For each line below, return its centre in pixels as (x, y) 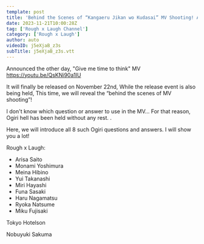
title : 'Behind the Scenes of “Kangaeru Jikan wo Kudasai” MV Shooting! (100, 18)
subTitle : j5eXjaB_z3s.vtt (40, 51)
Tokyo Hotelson (26, 222)
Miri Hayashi (31, 185)
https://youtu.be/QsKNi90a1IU (44, 75)
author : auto (23, 40)
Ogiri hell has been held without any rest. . (59, 117)
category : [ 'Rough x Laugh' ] (43, 35)
